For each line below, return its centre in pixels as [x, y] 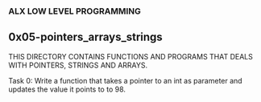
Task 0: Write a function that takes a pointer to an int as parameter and [126, 80]
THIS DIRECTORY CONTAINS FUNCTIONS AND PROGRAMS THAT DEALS [131, 56]
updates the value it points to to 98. [67, 89]
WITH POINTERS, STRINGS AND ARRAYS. [78, 65]
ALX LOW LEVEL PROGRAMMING [75, 11]
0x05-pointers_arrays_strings [85, 37]
